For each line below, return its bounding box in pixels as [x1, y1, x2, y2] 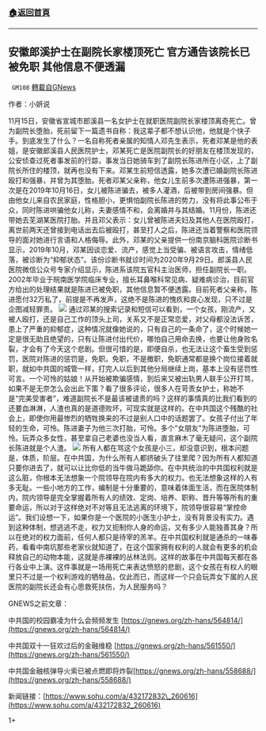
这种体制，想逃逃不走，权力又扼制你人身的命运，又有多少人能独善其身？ [14, 522, 251, 532]
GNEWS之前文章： [8, 599, 70, 608]
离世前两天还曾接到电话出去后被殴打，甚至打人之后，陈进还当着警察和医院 [8, 225, 251, 235]
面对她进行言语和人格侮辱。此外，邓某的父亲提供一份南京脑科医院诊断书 [21, 235, 258, 245]
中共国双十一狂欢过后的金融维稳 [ [8, 641, 117, 651]
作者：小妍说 [8, 99, 50, 109]
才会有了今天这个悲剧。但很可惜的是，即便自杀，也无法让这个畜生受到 [21, 344, 251, 354]
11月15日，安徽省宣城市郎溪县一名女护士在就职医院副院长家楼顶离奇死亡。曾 [8, 117, 257, 126]
